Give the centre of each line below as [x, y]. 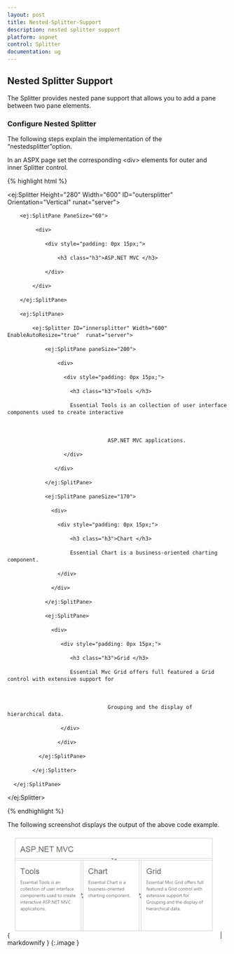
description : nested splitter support [64, 29]
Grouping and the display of [150, 708]
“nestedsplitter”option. [40, 147]
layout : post [26, 15]
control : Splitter [34, 45]
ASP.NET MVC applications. [147, 441]
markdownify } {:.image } [43, 943]
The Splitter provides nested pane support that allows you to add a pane [111, 98]
